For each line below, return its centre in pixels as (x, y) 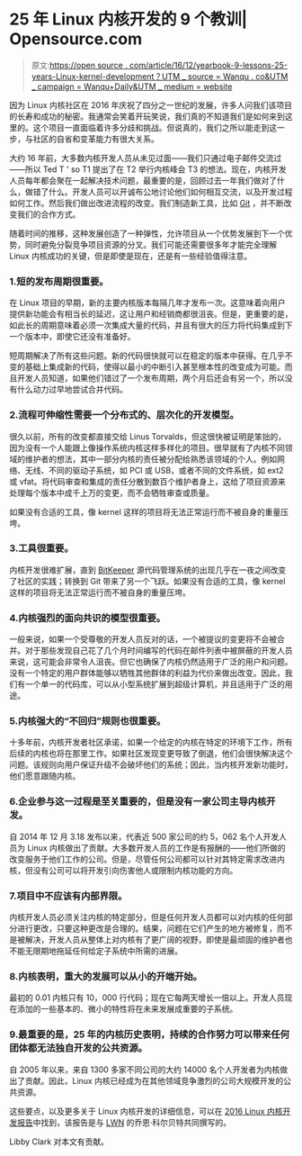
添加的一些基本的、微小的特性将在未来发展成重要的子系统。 (127, 1009)
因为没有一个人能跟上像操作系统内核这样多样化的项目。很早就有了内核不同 (147, 447)
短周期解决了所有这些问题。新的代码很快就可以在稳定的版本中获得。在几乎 (147, 356)
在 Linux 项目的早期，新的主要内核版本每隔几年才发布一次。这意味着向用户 (147, 303)
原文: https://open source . (79, 65)
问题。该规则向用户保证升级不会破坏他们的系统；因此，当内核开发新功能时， (151, 765)
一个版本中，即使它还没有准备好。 (72, 337)
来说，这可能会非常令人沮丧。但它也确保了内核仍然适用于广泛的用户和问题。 (151, 662)
